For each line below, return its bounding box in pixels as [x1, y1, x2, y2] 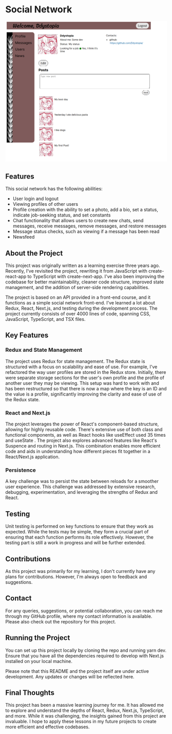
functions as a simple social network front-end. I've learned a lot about [5, 300, 156, 306]
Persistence [5, 467, 36, 474]
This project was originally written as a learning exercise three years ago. [5, 262, 160, 268]
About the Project [5, 248, 63, 258]
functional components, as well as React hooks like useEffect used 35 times [5, 432, 166, 438]
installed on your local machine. [5, 658, 73, 664]
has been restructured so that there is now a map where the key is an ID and [5, 385, 167, 391]
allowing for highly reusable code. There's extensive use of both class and [5, 426, 163, 433]
